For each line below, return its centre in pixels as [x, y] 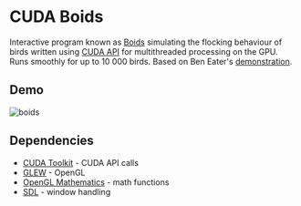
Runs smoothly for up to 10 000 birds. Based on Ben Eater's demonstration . [151, 61]
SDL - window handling [67, 191]
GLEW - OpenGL [54, 172]
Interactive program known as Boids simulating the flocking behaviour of [146, 42]
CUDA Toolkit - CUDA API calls [81, 162]
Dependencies [52, 141]
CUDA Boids [57, 17]
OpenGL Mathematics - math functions [96, 182]
